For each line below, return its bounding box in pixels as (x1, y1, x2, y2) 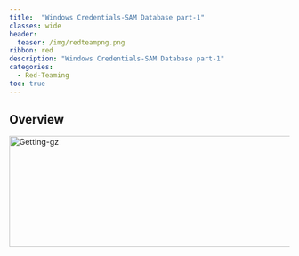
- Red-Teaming (17, 71, 69, 80)
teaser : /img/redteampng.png (17, 37, 125, 47)
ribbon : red (9, 46, 53, 55)
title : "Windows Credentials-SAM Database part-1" (9, 12, 205, 22)
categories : (9, 63, 53, 72)
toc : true (9, 79, 46, 88)
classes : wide (9, 21, 62, 30)
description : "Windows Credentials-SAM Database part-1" (9, 54, 225, 63)
